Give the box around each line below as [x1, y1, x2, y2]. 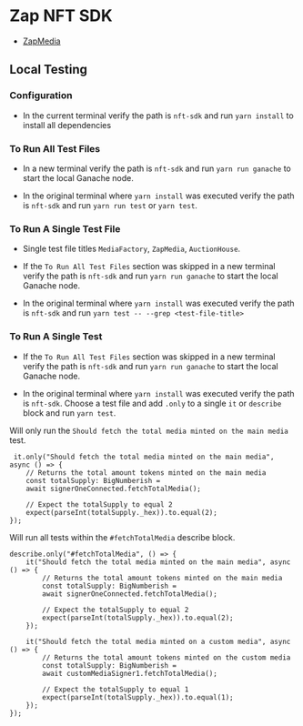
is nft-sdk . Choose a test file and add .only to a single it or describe [22, 398, 282, 408]
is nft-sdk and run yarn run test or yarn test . [22, 199, 198, 210]
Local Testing [9, 62, 88, 77]
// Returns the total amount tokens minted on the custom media [42, 652, 291, 662]
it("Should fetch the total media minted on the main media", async [25, 557, 291, 567]
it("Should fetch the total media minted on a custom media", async [25, 637, 291, 646]
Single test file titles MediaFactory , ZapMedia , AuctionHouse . [22, 243, 241, 255]
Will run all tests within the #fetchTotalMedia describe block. [9, 531, 236, 542]
